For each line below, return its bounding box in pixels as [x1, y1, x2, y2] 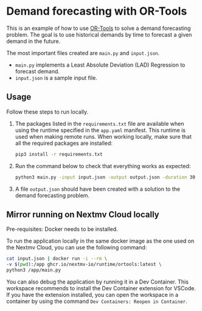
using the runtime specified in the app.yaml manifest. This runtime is [15, 126, 186, 134]
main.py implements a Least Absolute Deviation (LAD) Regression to [15, 61, 186, 68]
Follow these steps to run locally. [6, 108, 89, 115]
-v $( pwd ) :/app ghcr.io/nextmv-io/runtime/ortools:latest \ [6, 262, 162, 268]
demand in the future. [6, 37, 61, 45]
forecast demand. [15, 67, 60, 75]
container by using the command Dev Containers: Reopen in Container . [6, 298, 187, 305]
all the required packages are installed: [15, 139, 113, 147]
